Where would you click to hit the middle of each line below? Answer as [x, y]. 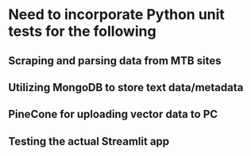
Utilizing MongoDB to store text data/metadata [126, 88]
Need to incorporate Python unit [116, 15]
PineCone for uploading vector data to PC [113, 114]
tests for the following [82, 31]
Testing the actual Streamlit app [89, 141]
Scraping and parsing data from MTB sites [115, 61]
